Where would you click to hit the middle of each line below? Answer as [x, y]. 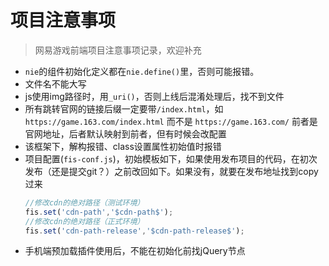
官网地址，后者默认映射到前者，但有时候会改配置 [125, 133]
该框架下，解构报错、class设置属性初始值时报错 [123, 146]
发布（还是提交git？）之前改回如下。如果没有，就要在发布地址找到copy [171, 171]
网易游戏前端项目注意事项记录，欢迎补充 [118, 50]
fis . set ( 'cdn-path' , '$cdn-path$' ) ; [99, 212]
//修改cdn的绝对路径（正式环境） [84, 221]
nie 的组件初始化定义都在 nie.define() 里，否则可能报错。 [142, 71]
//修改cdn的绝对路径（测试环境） [84, 202]
